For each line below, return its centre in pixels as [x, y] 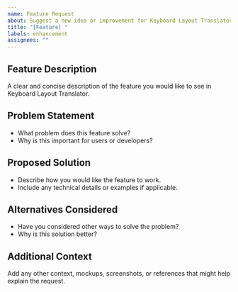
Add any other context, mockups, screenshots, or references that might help [119, 274]
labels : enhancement [38, 34]
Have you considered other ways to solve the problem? [98, 227]
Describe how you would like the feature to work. [89, 180]
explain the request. [36, 281]
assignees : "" [28, 40]
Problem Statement [51, 116]
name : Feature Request [41, 14]
